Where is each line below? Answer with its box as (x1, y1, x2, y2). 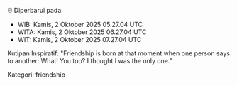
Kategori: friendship (7, 70, 66, 79)
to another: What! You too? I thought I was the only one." (7, 57, 172, 65)
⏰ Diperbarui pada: (7, 6, 64, 14)
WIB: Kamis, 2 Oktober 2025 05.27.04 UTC (17, 21, 143, 28)
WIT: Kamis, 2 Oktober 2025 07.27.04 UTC (17, 36, 142, 43)
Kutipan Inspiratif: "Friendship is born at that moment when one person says (7, 49, 231, 58)
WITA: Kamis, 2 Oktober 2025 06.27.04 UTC (17, 28, 147, 36)
